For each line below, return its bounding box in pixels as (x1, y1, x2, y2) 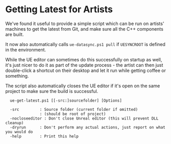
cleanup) (5, 120, 24, 126)
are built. (5, 31, 24, 37)
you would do (5, 129, 33, 134)
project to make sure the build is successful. (5, 88, 99, 94)
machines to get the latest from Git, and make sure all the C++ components (5, 26, 163, 32)
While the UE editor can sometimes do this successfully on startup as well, (5, 56, 162, 62)
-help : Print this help (10, 134, 79, 139)
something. (5, 73, 29, 79)
